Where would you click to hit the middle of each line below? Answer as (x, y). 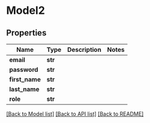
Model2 (25, 11)
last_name (24, 89)
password (24, 70)
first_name (25, 79)
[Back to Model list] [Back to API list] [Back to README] (75, 114)
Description (84, 50)
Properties (26, 33)
